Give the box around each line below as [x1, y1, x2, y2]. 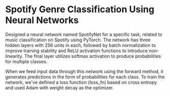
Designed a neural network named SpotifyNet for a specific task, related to [5, 31, 162, 37]
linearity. [5, 53, 24, 59]
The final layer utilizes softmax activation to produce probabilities [24, 53, 161, 59]
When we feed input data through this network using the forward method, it [5, 68, 164, 75]
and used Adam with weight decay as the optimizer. [5, 84, 114, 90]
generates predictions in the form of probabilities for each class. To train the [5, 74, 165, 80]
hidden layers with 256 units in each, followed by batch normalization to [5, 42, 156, 48]
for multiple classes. [5, 58, 48, 64]
